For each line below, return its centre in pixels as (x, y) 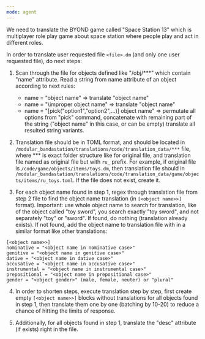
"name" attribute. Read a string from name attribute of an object (96, 79)
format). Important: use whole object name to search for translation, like (106, 205)
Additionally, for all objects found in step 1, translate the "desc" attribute (106, 322)
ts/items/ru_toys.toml (44, 181)
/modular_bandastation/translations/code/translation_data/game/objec (107, 174)
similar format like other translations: (61, 231)
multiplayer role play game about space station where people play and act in (102, 36)
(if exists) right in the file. (47, 329)
